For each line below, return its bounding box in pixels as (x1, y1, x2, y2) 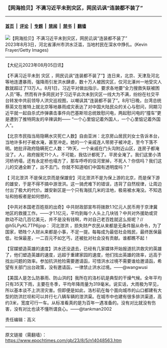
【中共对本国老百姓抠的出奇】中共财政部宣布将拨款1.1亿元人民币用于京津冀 (5, 204, 158, 210)
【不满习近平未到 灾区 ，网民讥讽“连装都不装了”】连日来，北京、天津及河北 (5, 72, 160, 78)
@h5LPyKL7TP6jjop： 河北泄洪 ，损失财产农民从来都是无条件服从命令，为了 (5, 223, 162, 229)
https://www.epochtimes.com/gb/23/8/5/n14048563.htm (5, 337, 122, 343)
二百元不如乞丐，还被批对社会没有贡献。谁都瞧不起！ (39, 235, 149, 241)
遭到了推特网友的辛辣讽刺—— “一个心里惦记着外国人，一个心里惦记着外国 (9, 116, 161, 122)
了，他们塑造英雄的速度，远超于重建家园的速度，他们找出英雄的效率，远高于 (5, 251, 162, 257)
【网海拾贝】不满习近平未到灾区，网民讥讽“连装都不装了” (5, 4, 143, 11)
